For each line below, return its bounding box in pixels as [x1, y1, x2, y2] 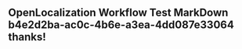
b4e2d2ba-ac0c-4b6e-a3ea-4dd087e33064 [8, 19, 235, 32]
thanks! [8, 30, 47, 44]
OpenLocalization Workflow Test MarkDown [8, 6, 229, 19]
